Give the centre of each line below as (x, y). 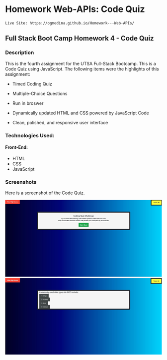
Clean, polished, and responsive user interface (60, 122)
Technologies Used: (30, 135)
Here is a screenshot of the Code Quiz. (45, 193)
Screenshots (21, 182)
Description (20, 52)
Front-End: (17, 147)
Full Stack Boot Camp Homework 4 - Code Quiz (80, 38)
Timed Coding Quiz (32, 84)
